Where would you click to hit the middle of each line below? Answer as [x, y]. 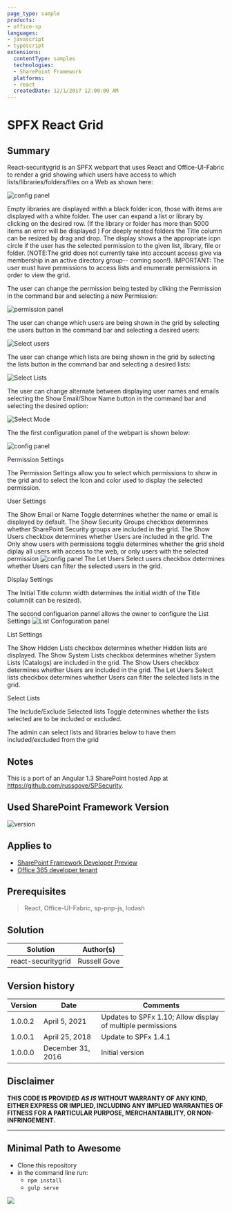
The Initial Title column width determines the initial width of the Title [104, 593]
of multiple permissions [139, 1026]
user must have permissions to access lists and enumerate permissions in [112, 268]
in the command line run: [52, 1172]
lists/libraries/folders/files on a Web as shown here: [80, 182]
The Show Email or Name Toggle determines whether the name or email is [113, 515]
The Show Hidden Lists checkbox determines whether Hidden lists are [107, 648]
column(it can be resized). [44, 601]
